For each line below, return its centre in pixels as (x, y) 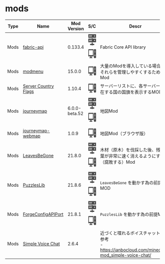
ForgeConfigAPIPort (43, 214)
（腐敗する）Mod (118, 162)
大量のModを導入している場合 (130, 66)
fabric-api (33, 47)
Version (76, 29)
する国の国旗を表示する (128, 92)
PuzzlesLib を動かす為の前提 (129, 214)
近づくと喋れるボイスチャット (130, 233)
